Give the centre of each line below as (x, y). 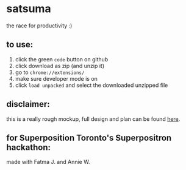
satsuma (29, 9)
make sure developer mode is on (56, 78)
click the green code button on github (62, 59)
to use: (20, 45)
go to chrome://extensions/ (50, 72)
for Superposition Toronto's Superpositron (89, 138)
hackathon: (28, 147)
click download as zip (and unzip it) (60, 66)
